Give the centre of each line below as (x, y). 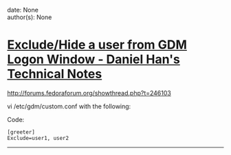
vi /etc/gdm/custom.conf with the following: (69, 106)
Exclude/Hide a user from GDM (97, 45)
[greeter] (21, 132)
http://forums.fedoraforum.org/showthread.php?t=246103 (89, 93)
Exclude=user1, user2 (38, 138)
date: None (23, 10)
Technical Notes (55, 74)
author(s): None (30, 17)
